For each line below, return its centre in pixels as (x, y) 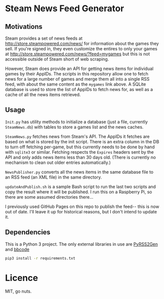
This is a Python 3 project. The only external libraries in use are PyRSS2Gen (82, 244)
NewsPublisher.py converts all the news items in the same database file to (79, 172)
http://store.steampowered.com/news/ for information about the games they (82, 44)
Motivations (24, 27)
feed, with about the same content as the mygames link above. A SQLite (75, 84)
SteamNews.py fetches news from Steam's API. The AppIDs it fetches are (77, 136)
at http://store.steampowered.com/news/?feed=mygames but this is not (78, 54)
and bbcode (17, 249)
